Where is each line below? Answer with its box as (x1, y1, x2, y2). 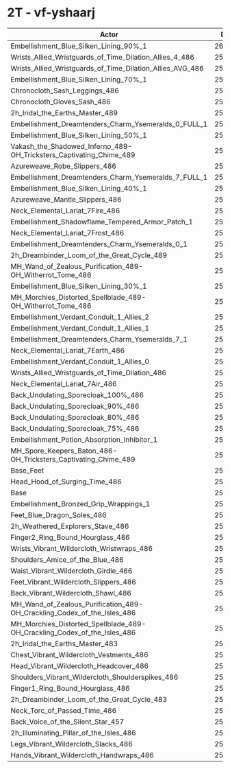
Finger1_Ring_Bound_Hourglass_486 (10, 683, 130, 693)
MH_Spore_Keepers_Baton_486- (10, 446, 118, 456)
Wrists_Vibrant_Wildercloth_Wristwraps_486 (10, 543, 153, 553)
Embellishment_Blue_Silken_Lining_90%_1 (10, 41, 147, 51)
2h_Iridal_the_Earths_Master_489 (10, 108, 118, 117)
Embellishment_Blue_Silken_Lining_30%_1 (10, 281, 147, 291)
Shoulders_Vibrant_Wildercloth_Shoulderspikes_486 (10, 672, 179, 682)
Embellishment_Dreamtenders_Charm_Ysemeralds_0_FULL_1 (10, 119, 208, 128)
